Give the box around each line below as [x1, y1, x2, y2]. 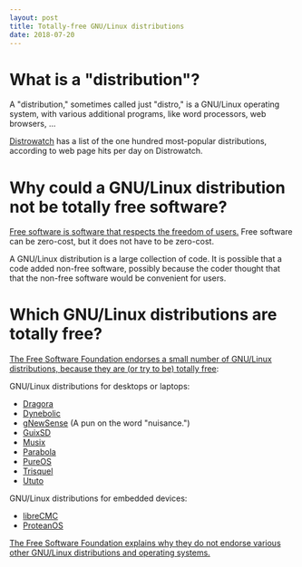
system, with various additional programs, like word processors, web [9, 109, 267, 120]
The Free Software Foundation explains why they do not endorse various [9, 538, 281, 549]
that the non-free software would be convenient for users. [9, 273, 227, 283]
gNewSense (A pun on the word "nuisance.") [22, 418, 190, 428]
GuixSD [22, 428, 52, 438]
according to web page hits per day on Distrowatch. [9, 146, 203, 157]
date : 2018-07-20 [9, 30, 75, 39]
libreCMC [22, 511, 59, 522]
